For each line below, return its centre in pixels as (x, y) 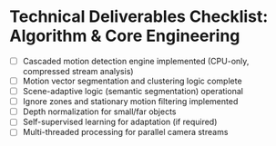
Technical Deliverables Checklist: (139, 17)
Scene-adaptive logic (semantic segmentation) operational (133, 92)
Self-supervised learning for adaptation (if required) (120, 122)
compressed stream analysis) (78, 71)
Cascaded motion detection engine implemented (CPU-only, (136, 61)
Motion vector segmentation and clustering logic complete (133, 81)
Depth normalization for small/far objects (99, 112)
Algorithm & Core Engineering (125, 36)
